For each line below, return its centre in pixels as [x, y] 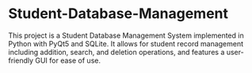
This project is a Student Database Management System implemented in [126, 35]
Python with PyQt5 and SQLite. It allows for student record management [126, 43]
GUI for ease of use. [68, 60]
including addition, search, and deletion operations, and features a [116, 52]
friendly [21, 60]
